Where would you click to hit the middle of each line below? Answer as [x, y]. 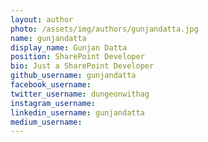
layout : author [42, 19]
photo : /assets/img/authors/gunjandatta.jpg [104, 29]
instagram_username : [53, 103]
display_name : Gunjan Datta [69, 47]
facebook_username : [51, 85]
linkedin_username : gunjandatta [77, 112]
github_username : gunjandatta [73, 76]
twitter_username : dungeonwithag [80, 94]
